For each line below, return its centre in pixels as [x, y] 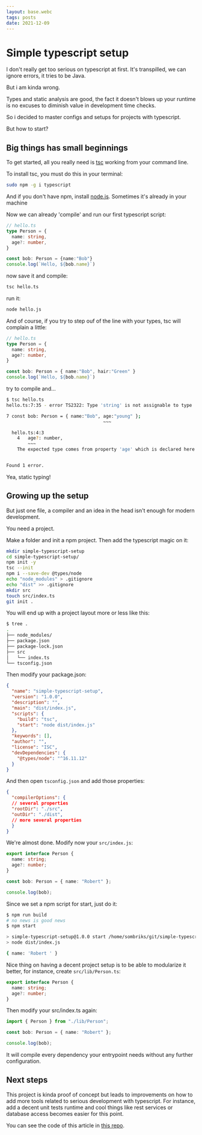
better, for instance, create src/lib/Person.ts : [64, 971]
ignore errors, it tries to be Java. [46, 76]
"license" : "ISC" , [35, 747]
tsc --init [20, 568]
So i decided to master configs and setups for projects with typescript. [94, 117]
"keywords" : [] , [32, 736]
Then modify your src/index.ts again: [52, 1010]
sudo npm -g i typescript [38, 185]
